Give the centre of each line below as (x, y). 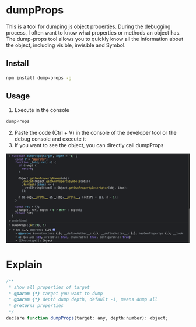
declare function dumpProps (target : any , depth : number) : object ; (87, 318)
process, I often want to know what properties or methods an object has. (93, 32)
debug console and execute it (50, 139)
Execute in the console (42, 110)
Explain (24, 265)
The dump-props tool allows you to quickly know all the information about (95, 39)
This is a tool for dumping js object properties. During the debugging (88, 26)
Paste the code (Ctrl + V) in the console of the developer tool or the (95, 133)
